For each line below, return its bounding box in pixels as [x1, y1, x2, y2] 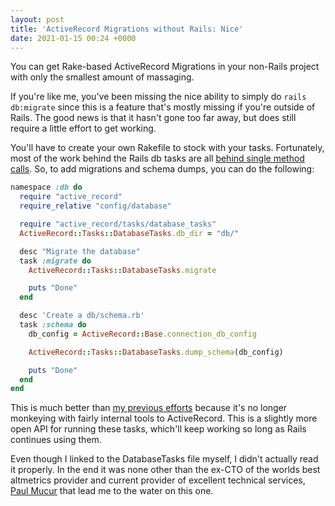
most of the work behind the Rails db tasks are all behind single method [10, 152, 305, 165]
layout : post [10, 14, 65, 25]
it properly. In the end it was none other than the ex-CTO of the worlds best [10, 464, 321, 476]
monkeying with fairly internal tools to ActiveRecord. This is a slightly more [10, 412, 318, 425]
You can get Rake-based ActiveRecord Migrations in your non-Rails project [10, 61, 320, 73]
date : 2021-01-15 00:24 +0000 [10, 33, 137, 43]
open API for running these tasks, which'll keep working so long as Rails [10, 423, 307, 435]
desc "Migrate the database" [19, 246, 141, 256]
